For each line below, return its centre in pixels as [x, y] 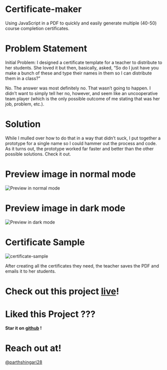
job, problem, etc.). [25, 104]
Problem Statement [46, 49]
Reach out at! [33, 348]
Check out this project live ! [62, 291]
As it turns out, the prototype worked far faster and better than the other [79, 148]
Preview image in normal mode [70, 174]
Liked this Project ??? [50, 314]
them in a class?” [23, 78]
